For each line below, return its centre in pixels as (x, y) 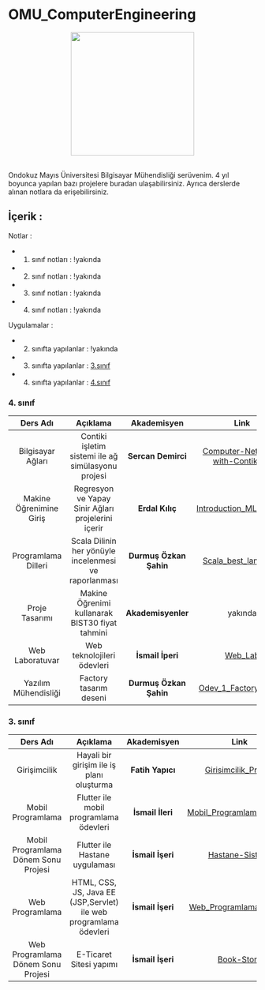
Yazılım (37, 683)
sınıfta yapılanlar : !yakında (75, 348)
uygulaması (94, 864)
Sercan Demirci (157, 456)
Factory (93, 678)
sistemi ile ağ (94, 456)
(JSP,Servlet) (95, 902)
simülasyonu (94, 466)
